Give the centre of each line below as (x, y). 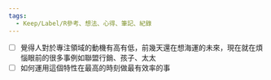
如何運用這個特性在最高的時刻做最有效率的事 (95, 67)
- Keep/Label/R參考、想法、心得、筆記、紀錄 (84, 23)
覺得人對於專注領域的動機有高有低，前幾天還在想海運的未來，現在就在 (138, 47)
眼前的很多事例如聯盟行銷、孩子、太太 (92, 57)
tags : (17, 16)
